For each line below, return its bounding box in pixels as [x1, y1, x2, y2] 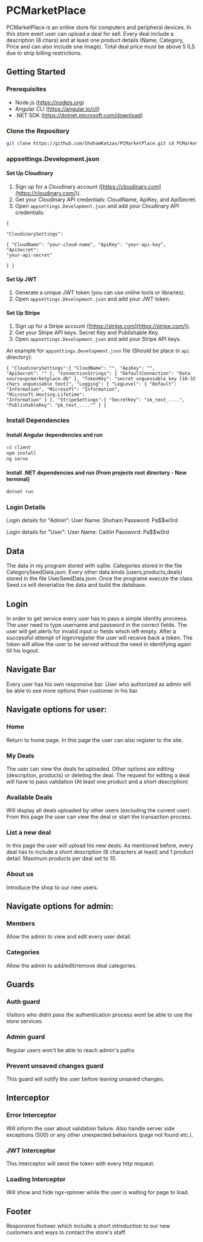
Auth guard [6, 998, 40, 1006]
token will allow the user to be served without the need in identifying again [6, 641, 192, 648]
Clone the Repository [6, 126, 70, 135]
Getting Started [6, 67, 66, 77]
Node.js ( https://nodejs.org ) [14, 99, 85, 106]
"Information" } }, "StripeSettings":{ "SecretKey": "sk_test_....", [6, 397, 185, 403]
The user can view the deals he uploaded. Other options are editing [6, 765, 174, 772]
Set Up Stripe [6, 309, 40, 316]
